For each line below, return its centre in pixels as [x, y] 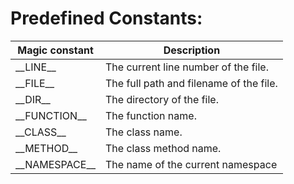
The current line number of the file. [187, 67]
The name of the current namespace [191, 164]
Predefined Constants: [106, 18]
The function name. [151, 115]
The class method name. [163, 148]
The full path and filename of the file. [191, 83]
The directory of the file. [162, 99]
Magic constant [55, 50]
